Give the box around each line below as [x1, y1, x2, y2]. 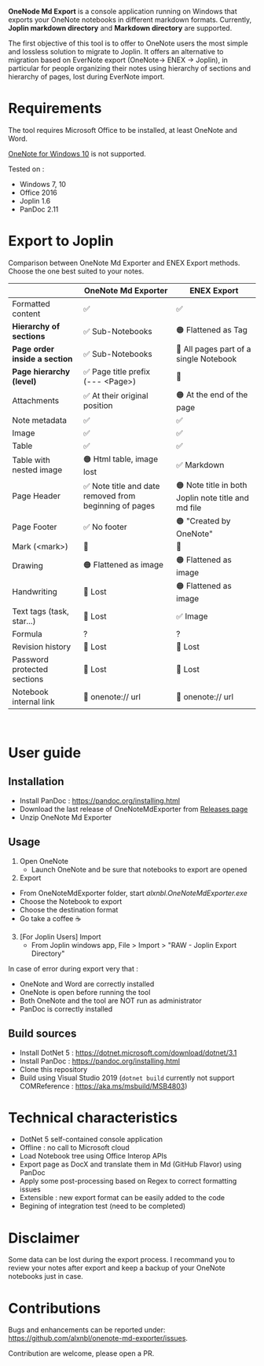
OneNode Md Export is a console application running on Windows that [8, 7, 237, 16]
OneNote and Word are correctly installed [19, 979, 155, 989]
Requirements [8, 100, 102, 117]
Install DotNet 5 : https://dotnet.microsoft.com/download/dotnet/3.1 [19, 1048, 237, 1057]
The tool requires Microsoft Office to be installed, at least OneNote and [8, 125, 238, 134]
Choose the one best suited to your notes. [8, 266, 145, 276]
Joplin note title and [176, 492, 249, 503]
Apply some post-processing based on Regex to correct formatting [19, 1177, 237, 1186]
